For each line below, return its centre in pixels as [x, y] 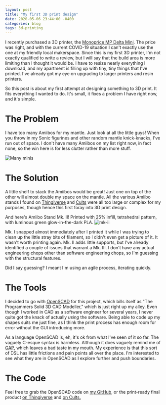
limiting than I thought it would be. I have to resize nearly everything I [75, 63]
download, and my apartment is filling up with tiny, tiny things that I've [76, 68]
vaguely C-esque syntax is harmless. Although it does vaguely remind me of [83, 342]
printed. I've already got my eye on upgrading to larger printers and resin [79, 74]
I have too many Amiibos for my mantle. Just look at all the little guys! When [82, 133]
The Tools [26, 288]
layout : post [19, 10]
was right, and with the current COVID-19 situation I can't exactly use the [79, 47]
